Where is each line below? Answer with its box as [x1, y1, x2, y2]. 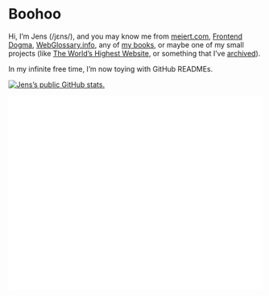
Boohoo [8, 5, 62, 23]
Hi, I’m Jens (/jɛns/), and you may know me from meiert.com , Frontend [8, 31, 243, 41]
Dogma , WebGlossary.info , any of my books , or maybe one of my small [8, 39, 244, 49]
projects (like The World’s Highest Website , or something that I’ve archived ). [8, 48, 261, 58]
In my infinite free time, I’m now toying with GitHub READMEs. [8, 64, 213, 73]
